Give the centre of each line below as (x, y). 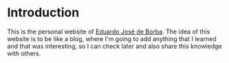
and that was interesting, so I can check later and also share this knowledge (115, 46)
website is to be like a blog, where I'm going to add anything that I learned (112, 38)
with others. (24, 53)
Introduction (43, 13)
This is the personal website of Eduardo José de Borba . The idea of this (109, 32)
